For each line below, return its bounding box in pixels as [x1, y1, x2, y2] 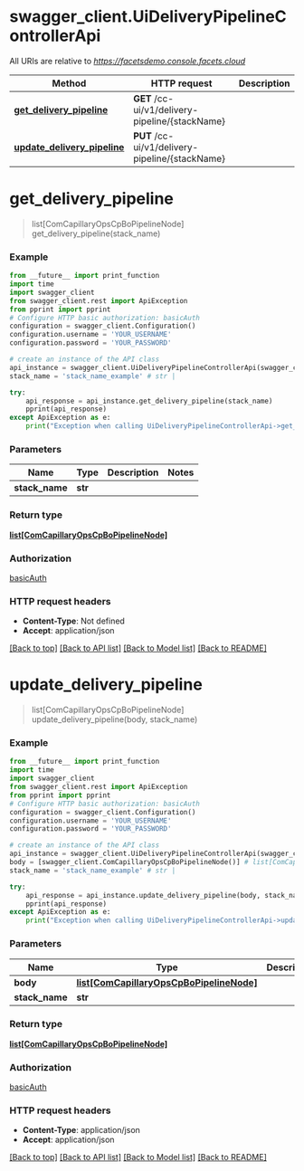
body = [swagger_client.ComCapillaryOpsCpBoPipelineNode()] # [9, 858, 249, 867]
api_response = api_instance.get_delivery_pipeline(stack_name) [25, 396, 273, 405]
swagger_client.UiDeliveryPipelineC [9, 6, 287, 27]
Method [52, 77, 87, 90]
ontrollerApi [9, 25, 101, 46]
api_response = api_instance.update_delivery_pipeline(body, [25, 890, 261, 900]
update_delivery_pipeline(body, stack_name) [31, 714, 198, 725]
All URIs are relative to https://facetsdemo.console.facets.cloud [9, 55, 246, 66]
